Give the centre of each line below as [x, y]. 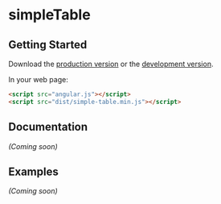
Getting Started [48, 45]
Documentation [48, 127]
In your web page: [38, 79]
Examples [33, 171]
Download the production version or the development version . [111, 64]
